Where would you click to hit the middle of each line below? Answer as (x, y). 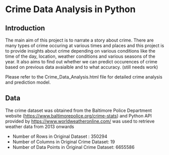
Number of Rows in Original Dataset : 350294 (60, 136)
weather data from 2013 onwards (40, 126)
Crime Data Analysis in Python (70, 9)
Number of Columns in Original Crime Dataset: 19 (64, 142)
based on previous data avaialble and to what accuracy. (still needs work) (82, 67)
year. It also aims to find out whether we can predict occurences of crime (81, 62)
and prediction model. (28, 82)
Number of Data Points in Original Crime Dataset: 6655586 (73, 147)
